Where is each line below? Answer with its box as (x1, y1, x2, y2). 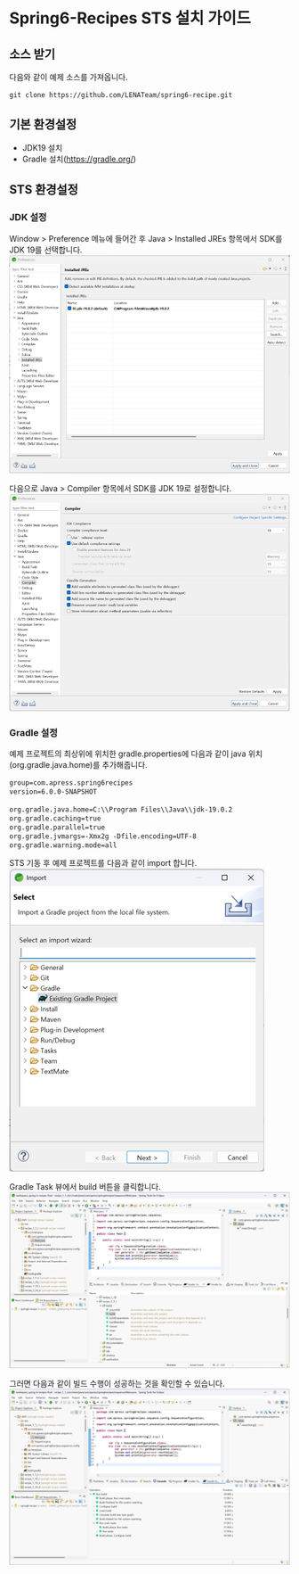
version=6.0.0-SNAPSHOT (9, 787, 98, 796)
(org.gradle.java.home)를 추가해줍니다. (9, 760, 149, 771)
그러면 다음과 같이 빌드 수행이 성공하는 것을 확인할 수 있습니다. (9, 1378, 225, 1389)
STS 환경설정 (9, 182, 78, 197)
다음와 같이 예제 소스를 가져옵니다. (9, 72, 128, 82)
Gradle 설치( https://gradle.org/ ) (21, 153, 136, 164)
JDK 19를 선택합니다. (9, 244, 83, 255)
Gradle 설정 (9, 727, 58, 739)
